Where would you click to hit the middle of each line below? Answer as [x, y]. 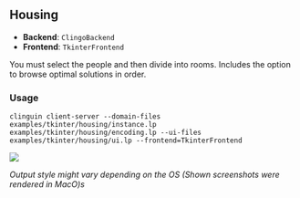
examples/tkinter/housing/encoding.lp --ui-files [106, 133]
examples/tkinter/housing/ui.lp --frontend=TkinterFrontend [126, 141]
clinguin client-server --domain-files [85, 117]
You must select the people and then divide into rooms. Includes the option [150, 64]
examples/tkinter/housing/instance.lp [83, 125]
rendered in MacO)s [47, 184]
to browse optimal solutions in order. [78, 74]
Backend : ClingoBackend [69, 36]
